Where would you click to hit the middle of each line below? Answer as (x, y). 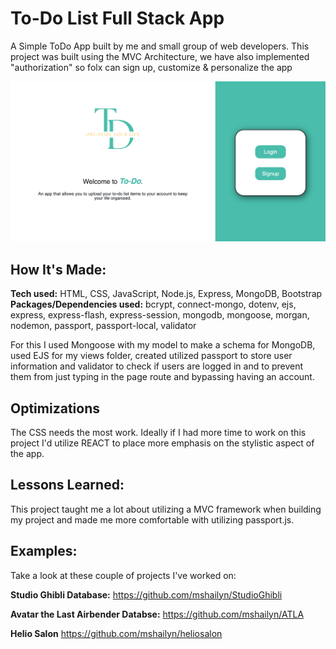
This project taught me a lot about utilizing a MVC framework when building (166, 509)
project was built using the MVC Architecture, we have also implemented (160, 56)
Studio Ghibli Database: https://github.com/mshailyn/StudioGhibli (146, 594)
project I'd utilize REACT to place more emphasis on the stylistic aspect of (162, 443)
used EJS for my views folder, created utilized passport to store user (151, 356)
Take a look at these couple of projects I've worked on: (123, 575)
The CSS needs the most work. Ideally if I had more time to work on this (158, 432)
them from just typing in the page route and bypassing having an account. (162, 377)
